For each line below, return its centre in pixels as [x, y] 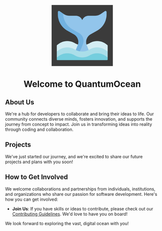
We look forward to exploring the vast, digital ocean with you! [67, 223]
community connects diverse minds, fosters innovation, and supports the [79, 119]
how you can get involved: [32, 199]
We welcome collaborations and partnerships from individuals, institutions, [80, 189]
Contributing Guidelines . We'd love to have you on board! [70, 214]
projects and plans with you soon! [39, 162]
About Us [20, 102]
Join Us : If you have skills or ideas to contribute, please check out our [82, 209]
